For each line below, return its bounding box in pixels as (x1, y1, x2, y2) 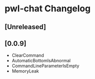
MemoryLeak (11, 68, 39, 74)
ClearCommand (11, 52, 44, 58)
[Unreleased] (4, 23, 47, 31)
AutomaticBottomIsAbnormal (11, 58, 71, 64)
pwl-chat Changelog (4, 3, 91, 14)
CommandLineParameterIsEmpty (11, 63, 80, 69)
